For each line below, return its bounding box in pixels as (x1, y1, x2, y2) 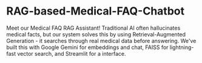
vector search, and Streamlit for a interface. (17, 50, 126, 57)
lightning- (169, 44, 194, 51)
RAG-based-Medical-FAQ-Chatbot (6, 4, 185, 18)
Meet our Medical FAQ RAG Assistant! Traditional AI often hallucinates (6, 24, 181, 31)
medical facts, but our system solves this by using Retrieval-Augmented (6, 30, 186, 38)
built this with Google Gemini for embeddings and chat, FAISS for (6, 44, 169, 51)
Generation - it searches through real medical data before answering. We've (6, 37, 197, 44)
